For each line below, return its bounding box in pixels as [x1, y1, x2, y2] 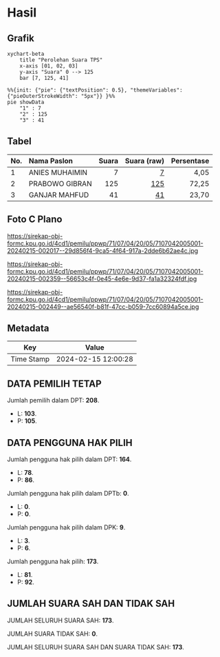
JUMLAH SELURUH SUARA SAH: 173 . [7, 616, 114, 625]
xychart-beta [7, 50, 45, 57]
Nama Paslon [28, 156, 74, 165]
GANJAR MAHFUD [28, 190, 89, 199]
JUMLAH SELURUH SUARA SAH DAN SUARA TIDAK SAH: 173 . [7, 643, 184, 651]
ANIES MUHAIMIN [28, 168, 88, 177]
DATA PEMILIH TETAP [7, 378, 102, 390]
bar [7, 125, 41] [19, 74, 69, 81]
